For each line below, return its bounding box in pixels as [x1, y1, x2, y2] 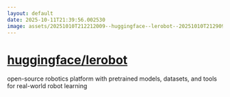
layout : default [7, 10, 53, 17]
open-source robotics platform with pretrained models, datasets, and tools [7, 74, 218, 83]
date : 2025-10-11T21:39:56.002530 [7, 16, 106, 23]
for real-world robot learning [7, 82, 88, 90]
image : [7, 23, 26, 29]
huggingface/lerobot [7, 52, 128, 68]
